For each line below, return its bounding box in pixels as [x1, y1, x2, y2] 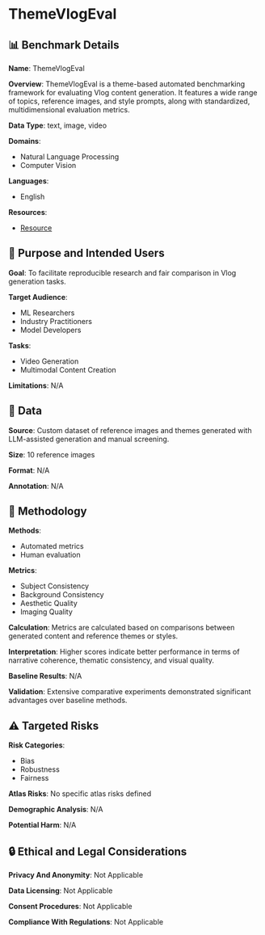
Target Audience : [8, 292, 68, 301]
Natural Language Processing [19, 152, 120, 162]
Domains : [8, 137, 41, 145]
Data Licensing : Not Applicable [8, 886, 113, 895]
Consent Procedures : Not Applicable [8, 902, 132, 912]
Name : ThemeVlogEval [8, 64, 85, 73]
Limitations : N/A [8, 381, 64, 390]
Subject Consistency [19, 581, 90, 591]
